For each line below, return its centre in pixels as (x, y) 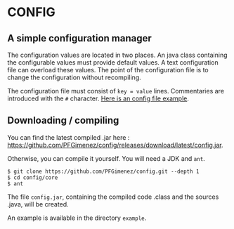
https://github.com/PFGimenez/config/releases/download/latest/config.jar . (115, 145)
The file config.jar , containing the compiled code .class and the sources (113, 197)
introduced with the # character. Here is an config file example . (98, 98)
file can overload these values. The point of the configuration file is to (108, 70)
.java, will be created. (38, 204)
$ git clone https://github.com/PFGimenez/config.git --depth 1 (103, 171)
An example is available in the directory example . (77, 218)
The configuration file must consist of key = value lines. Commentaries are (116, 91)
